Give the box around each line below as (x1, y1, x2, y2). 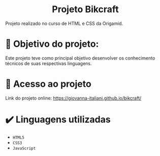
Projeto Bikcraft (52, 4, 119, 15)
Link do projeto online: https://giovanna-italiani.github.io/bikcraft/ (5, 95, 141, 101)
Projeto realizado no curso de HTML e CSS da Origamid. (5, 20, 123, 26)
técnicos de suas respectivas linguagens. (5, 60, 92, 67)
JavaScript (12, 146, 36, 151)
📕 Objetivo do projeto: (5, 38, 99, 50)
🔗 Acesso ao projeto (5, 78, 91, 90)
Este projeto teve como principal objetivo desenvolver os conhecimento (5, 55, 155, 61)
